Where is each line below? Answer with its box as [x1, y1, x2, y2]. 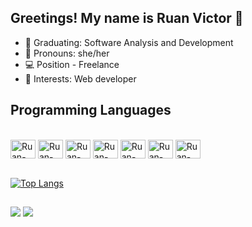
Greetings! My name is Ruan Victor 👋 [10, 10, 244, 27]
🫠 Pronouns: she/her [24, 47, 110, 59]
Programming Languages [10, 102, 172, 119]
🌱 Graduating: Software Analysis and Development [24, 36, 234, 48]
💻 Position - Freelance [24, 58, 120, 70]
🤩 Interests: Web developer [24, 72, 137, 85]
